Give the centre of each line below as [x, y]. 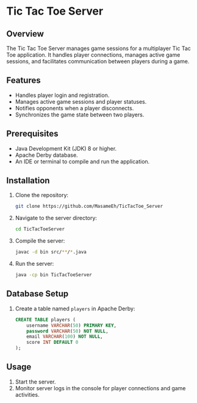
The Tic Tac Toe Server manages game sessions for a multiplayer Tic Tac [99, 48]
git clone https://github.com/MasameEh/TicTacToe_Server [89, 206]
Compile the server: [40, 241]
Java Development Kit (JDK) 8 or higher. [66, 148]
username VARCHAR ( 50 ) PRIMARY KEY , [72, 325]
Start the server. [35, 382]
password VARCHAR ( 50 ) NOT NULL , [67, 331]
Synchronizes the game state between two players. [80, 115]
